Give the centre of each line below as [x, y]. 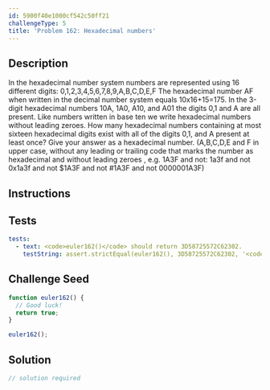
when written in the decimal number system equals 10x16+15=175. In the [128, 100]
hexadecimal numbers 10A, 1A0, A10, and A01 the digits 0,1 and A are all [143, 109]
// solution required [45, 379]
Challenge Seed [49, 279]
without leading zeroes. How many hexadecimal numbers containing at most [135, 125]
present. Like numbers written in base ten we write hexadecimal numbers [130, 117]
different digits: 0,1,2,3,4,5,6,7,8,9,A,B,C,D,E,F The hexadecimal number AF [131, 91]
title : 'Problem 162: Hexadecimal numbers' [82, 31]
